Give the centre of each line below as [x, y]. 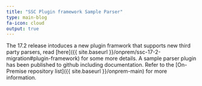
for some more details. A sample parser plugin [139, 58]
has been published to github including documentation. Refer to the [90, 65]
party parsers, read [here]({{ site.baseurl [57, 52]
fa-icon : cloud [25, 23]
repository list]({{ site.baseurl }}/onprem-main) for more [98, 71]
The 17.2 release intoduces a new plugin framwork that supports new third [99, 46]
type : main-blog [27, 17]
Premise [17, 71]
